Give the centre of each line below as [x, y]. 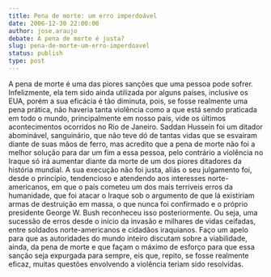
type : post [27, 61]
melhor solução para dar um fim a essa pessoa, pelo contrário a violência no [136, 152]
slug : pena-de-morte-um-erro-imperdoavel [79, 46]
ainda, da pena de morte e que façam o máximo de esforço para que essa [131, 246]
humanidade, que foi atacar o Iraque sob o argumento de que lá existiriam [131, 195]
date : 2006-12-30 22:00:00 [54, 23]
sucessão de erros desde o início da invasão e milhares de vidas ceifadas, [132, 221]
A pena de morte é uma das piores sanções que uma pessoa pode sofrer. [131, 84]
